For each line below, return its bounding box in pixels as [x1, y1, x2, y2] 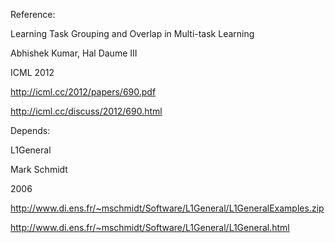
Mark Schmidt [10, 164, 68, 175]
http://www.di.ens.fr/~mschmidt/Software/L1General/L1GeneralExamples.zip [10, 202, 325, 214]
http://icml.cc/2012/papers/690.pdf [10, 86, 157, 98]
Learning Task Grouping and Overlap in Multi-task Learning [10, 28, 255, 39]
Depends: [10, 125, 51, 136]
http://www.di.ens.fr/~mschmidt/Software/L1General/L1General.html [10, 222, 290, 233]
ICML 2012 [10, 67, 55, 78]
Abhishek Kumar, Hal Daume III [10, 47, 138, 59]
